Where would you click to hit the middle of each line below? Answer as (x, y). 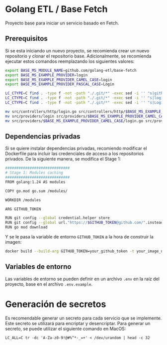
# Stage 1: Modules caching (34, 173)
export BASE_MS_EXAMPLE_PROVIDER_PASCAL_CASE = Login (60, 84)
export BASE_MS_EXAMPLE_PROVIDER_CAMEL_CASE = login (59, 80)
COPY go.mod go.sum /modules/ (37, 191)
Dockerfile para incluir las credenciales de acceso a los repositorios (75, 154)
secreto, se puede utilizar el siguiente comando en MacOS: (66, 329)
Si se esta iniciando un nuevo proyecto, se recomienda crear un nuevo (77, 50)
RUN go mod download (27, 227)
